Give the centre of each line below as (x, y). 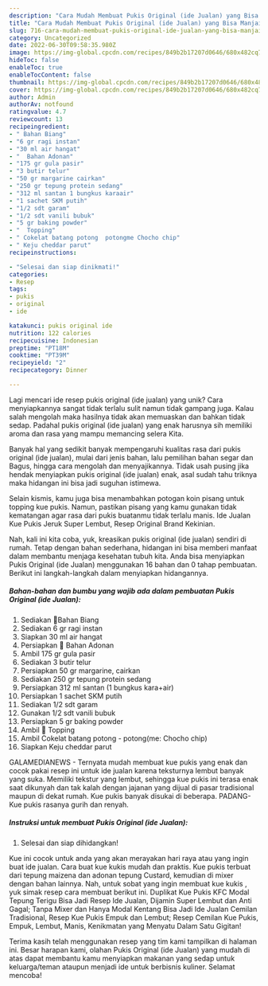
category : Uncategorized (50, 38)
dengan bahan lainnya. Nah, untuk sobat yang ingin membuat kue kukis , (128, 883)
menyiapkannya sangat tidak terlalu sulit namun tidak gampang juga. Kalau (131, 408)
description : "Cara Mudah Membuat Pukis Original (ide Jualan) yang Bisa (134, 16)
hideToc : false (34, 61)
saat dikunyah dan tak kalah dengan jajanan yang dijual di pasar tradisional (132, 787)
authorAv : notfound (41, 104)
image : (20, 53)
